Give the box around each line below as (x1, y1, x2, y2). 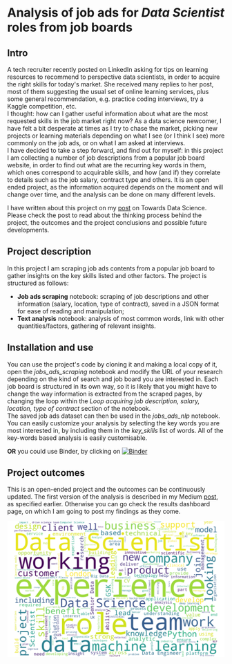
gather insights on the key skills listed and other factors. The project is (7, 271, 207, 279)
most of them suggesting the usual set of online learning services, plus (7, 88, 209, 95)
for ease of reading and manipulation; (17, 306, 124, 315)
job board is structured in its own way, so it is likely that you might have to (7, 382, 217, 390)
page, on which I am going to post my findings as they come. (7, 507, 181, 516)
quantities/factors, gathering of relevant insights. (17, 322, 157, 330)
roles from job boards (7, 19, 133, 35)
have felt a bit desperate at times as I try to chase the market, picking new (7, 124, 217, 132)
